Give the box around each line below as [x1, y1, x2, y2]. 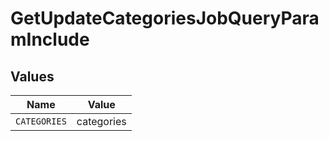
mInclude [10, 28, 90, 51]
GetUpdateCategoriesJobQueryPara [10, 7, 320, 30]
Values [10, 68, 55, 85]
